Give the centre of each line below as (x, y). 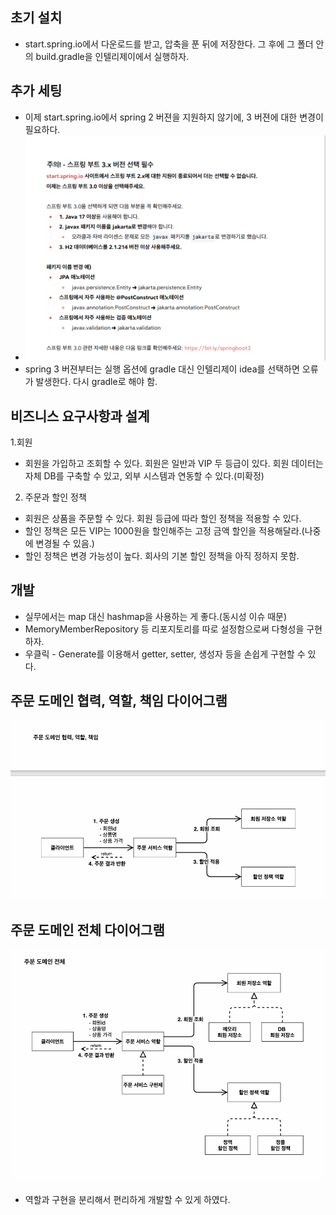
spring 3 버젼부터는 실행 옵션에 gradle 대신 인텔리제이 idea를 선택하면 (162, 369)
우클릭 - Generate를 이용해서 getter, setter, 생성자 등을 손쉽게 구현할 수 (165, 654)
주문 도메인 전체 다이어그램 (87, 929)
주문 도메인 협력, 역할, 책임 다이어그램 (119, 701)
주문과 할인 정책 (55, 497)
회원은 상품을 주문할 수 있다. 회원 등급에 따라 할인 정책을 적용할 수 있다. (163, 519)
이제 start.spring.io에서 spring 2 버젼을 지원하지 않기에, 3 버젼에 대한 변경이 (174, 117)
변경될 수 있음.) (65, 544)
